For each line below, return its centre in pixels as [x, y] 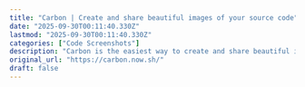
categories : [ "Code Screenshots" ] [75, 43]
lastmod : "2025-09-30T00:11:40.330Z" [81, 34]
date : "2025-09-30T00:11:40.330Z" [75, 26]
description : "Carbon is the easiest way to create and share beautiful [150, 52]
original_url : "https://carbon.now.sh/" [87, 60]
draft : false [34, 69]
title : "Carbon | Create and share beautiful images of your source [142, 18]
